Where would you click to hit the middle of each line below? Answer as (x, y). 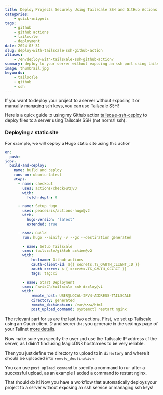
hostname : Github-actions (57, 260)
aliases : (14, 55)
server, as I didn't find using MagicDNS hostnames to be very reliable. (75, 343)
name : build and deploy (38, 170)
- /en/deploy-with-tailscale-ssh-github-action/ (64, 59)
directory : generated (53, 300)
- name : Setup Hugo (37, 206)
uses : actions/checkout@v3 (50, 188)
